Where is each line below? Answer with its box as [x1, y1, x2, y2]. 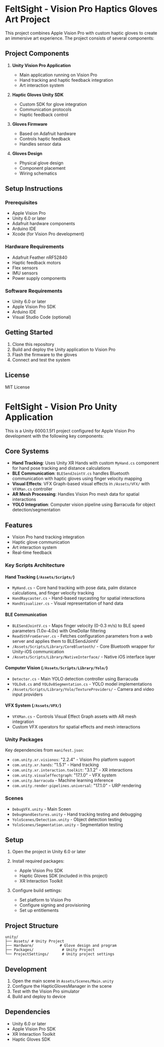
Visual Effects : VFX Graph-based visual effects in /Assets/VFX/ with [12, 481, 150, 487]
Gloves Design [12, 150, 42, 156]
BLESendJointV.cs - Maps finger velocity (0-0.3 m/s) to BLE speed [12, 622, 145, 628]
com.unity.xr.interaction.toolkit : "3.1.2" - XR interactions [12, 767, 133, 773]
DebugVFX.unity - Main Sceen [12, 806, 72, 812]
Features [5, 521, 33, 529]
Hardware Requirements [5, 243, 64, 250]
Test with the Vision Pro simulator [12, 988, 80, 994]
